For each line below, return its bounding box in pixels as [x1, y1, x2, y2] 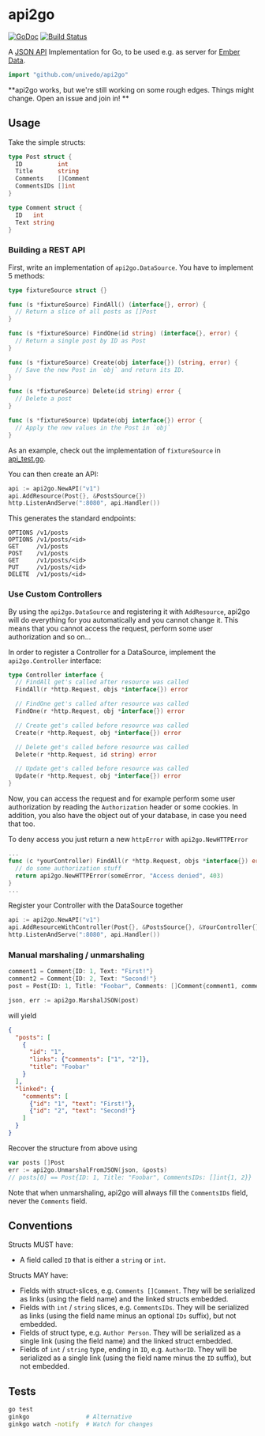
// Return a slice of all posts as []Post [15, 308, 157, 316]
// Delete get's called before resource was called [15, 743, 189, 751]
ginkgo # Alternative [8, 1413, 132, 1421]
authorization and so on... [8, 631, 91, 642]
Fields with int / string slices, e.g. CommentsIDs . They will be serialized [19, 1303, 249, 1313]
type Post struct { [8, 153, 73, 161]
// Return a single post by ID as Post [15, 337, 147, 345]
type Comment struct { [8, 203, 83, 211]
